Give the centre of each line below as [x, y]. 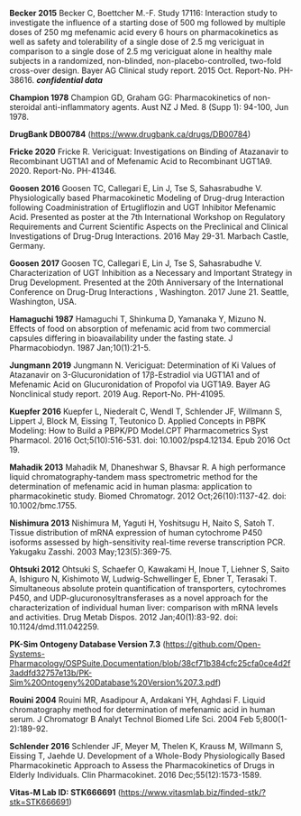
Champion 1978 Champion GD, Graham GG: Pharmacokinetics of [130, 97]
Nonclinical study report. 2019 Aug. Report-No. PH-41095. [117, 394]
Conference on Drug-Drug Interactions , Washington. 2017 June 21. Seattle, [150, 292]
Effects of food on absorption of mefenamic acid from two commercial [140, 329]
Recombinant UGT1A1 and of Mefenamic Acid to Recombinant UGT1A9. [141, 161]
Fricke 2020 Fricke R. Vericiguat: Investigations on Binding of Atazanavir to [149, 151]
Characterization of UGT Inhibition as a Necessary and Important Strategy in [151, 273]
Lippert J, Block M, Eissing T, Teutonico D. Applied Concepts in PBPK [137, 421]
